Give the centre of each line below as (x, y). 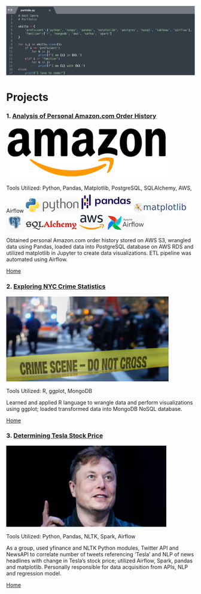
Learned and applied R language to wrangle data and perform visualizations (100, 402)
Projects (28, 97)
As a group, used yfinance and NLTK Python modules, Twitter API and (92, 548)
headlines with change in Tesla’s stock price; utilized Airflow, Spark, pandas (100, 561)
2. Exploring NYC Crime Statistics (56, 287)
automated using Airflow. (37, 260)
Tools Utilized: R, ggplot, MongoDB (49, 391)
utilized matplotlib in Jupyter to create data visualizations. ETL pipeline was (99, 253)
